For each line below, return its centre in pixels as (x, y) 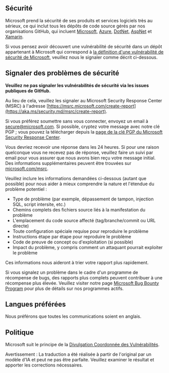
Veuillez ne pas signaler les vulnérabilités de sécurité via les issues (77, 85)
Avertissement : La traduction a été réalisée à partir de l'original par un (78, 354)
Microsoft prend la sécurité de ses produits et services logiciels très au (79, 20)
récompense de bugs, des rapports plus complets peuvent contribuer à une (84, 277)
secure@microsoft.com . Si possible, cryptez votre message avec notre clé (82, 127)
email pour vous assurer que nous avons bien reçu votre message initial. (80, 158)
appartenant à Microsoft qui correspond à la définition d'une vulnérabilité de (84, 52)
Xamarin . (14, 36)
